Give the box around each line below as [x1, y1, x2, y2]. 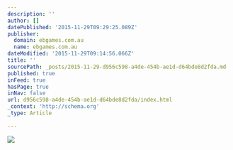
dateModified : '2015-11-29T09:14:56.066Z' [7, 50, 135, 58]
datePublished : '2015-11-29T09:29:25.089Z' [7, 23, 138, 31]
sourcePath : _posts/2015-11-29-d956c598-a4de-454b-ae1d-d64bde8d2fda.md [7, 63, 227, 70]
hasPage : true [7, 83, 50, 90]
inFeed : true [7, 76, 46, 84]
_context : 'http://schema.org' [7, 103, 100, 110]
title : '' [7, 57, 37, 64]
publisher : [7, 30, 40, 38]
